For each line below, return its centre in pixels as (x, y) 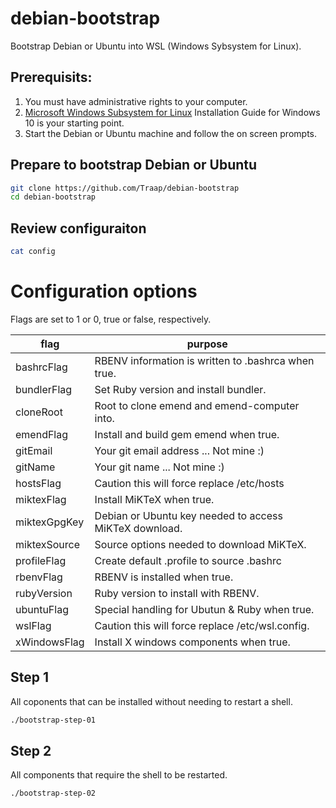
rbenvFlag (39, 577)
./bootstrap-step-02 (53, 793)
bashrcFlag (41, 367)
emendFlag (42, 434)
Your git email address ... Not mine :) (179, 450)
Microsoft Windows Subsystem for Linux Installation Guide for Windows (172, 112)
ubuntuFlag (42, 609)
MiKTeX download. (138, 528)
